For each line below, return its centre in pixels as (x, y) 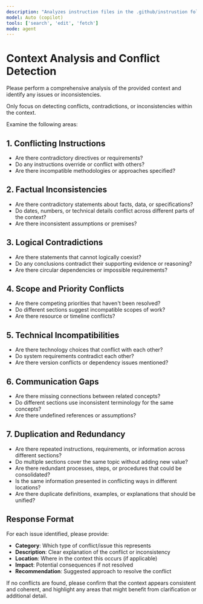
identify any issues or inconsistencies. (54, 95)
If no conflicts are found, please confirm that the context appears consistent (101, 583)
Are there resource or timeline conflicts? (65, 316)
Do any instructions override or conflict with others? (80, 164)
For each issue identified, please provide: (58, 534)
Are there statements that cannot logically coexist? (78, 257)
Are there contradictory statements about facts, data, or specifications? (104, 204)
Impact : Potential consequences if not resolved (74, 565)
